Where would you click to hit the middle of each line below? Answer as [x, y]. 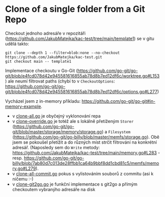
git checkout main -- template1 [38, 61]
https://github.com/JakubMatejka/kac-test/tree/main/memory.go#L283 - [86, 153]
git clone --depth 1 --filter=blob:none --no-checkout [63, 53]
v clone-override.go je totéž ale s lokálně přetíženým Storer [73, 121]
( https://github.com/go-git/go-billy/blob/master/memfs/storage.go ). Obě [86, 137]
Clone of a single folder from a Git [75, 9]
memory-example [23, 106]
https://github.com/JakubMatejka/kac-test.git [54, 57]
